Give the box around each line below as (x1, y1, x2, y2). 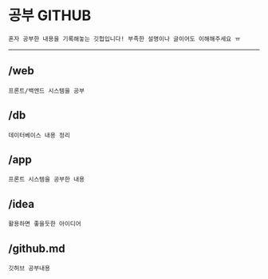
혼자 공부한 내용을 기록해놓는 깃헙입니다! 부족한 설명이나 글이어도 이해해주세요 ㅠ (8, 34, 241, 43)
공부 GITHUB (8, 6, 92, 25)
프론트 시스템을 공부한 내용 (8, 176, 85, 184)
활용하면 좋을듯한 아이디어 (8, 220, 81, 228)
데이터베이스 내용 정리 (8, 131, 70, 139)
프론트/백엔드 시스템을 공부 (8, 86, 85, 95)
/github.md (8, 241, 65, 255)
